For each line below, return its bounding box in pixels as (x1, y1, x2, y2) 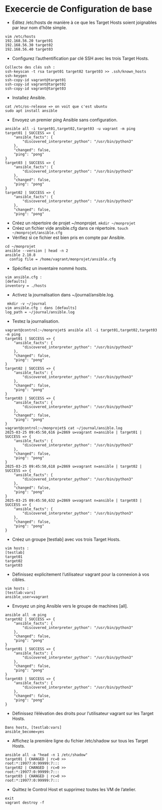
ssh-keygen (5, 73, 27, 78)
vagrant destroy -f (5, 800, 45, 805)
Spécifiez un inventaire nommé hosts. (12, 265, 88, 271)
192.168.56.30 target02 (5, 42, 53, 47)
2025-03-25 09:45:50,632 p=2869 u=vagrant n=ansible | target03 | (5, 498, 142, 503)
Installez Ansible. (12, 94, 47, 100)
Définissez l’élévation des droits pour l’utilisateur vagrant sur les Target (12, 710, 154, 716)
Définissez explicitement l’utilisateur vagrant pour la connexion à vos (12, 571, 149, 577)
